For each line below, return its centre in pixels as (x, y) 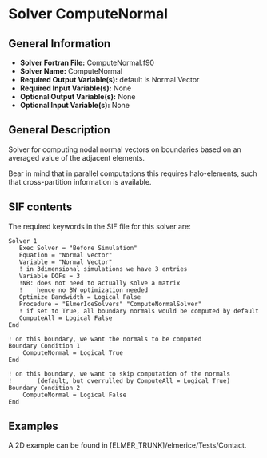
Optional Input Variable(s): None (75, 105)
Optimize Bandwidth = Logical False (80, 297)
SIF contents (40, 207)
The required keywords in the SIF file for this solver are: (100, 226)
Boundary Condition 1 (44, 346)
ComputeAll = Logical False (66, 318)
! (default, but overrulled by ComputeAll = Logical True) (119, 380)
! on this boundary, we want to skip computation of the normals (119, 374)
